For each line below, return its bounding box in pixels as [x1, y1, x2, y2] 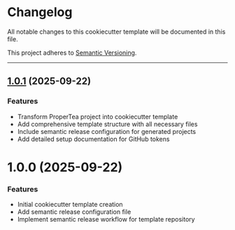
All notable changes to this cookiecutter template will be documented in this [7, 27, 226, 36]
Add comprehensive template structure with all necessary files [17, 120, 198, 128]
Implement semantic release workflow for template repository [17, 215, 195, 224]
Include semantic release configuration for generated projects [17, 127, 197, 135]
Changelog [7, 4, 73, 20]
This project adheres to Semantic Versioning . [7, 48, 137, 57]
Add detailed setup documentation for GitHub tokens [17, 135, 170, 143]
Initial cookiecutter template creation [17, 201, 124, 209]
